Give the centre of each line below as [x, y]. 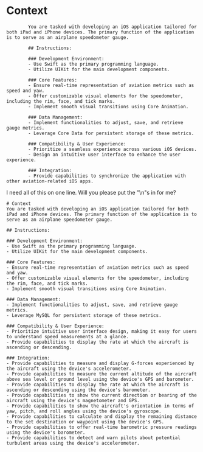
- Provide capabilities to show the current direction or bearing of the [102, 395]
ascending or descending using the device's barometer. [78, 390]
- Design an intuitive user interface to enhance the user [105, 155]
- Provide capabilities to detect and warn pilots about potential [94, 438]
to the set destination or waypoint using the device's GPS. [85, 422]
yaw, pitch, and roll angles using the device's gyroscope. [84, 411]
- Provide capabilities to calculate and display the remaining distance [102, 416]
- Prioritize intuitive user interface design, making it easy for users [102, 331]
